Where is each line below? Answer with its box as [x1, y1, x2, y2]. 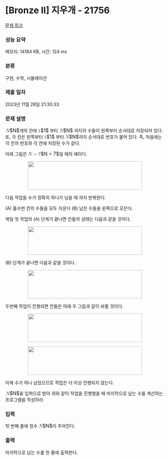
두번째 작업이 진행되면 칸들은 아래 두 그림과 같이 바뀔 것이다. [5, 303, 124, 309]
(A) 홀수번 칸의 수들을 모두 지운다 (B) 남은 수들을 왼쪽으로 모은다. [5, 205, 133, 211]
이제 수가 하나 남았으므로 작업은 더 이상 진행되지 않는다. [5, 380, 115, 386]
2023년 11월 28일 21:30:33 [5, 101, 60, 107]
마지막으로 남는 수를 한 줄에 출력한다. [5, 449, 78, 455]
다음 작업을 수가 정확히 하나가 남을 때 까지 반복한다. [5, 195, 106, 201]
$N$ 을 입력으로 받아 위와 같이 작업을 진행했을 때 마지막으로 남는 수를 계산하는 [9, 390, 163, 397]
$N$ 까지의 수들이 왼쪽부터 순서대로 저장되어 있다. [63, 127, 163, 134]
